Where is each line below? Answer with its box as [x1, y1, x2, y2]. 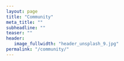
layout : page [6, 8, 38, 15]
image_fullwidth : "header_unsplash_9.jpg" [13, 41, 119, 47]
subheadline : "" [6, 24, 46, 31]
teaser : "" [6, 30, 33, 36]
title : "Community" [6, 14, 54, 20]
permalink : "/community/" [6, 46, 69, 52]
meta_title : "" [6, 19, 43, 25]
